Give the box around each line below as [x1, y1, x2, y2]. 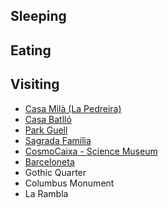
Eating [10, 42, 52, 59]
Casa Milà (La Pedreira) [24, 102, 122, 114]
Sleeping [10, 8, 67, 25]
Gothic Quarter [24, 166, 87, 178]
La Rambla [24, 187, 69, 199]
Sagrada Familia [24, 134, 92, 146]
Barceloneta [24, 155, 75, 168]
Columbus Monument [24, 177, 115, 189]
